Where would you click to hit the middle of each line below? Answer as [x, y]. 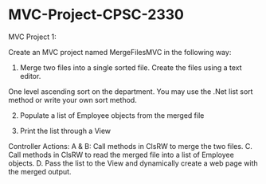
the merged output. [40, 171]
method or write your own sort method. [72, 100]
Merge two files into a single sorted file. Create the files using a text [131, 67]
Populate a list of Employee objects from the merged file [112, 115]
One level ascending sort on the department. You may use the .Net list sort [131, 91]
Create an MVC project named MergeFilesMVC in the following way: [120, 52]
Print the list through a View [65, 131]
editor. [30, 76]
